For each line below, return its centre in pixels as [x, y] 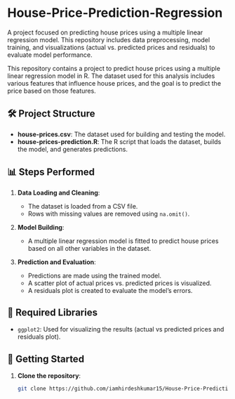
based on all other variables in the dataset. [89, 248]
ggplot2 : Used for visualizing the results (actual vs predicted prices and [121, 329]
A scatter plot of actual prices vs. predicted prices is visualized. [120, 283]
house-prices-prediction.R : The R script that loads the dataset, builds [119, 141]
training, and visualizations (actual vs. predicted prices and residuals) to [111, 47]
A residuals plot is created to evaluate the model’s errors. [110, 290]
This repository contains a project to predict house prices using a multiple [114, 68]
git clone [32, 389]
